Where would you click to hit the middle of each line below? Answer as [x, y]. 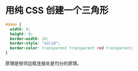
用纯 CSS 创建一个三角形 [57, 10]
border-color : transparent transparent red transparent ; [72, 48]
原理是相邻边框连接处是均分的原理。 [43, 63]
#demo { [14, 24]
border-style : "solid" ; [35, 43]
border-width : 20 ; [30, 39]
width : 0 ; [20, 29]
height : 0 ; [21, 34]
